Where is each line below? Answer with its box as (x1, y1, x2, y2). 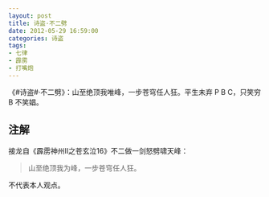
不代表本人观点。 (8, 180, 65, 190)
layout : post (8, 11, 52, 20)
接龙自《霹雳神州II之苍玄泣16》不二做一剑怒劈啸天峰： (8, 146, 189, 155)
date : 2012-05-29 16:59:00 (8, 27, 99, 35)
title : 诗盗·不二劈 (8, 19, 67, 27)
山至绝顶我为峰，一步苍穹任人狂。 (27, 162, 141, 173)
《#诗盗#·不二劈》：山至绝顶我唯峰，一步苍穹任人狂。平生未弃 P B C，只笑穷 (8, 87, 261, 96)
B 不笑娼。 (8, 97, 44, 107)
